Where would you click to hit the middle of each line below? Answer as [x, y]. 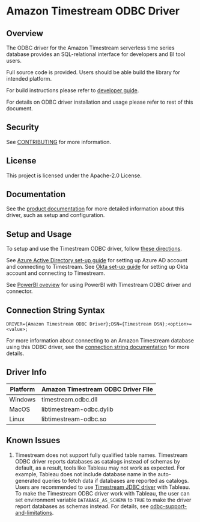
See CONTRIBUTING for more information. [59, 142]
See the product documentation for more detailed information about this [95, 209]
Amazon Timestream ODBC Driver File [97, 389]
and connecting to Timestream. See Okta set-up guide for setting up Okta [97, 267]
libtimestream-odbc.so [74, 419]
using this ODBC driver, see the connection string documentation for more [98, 347]
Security [23, 127]
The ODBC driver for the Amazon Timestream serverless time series [91, 48]
